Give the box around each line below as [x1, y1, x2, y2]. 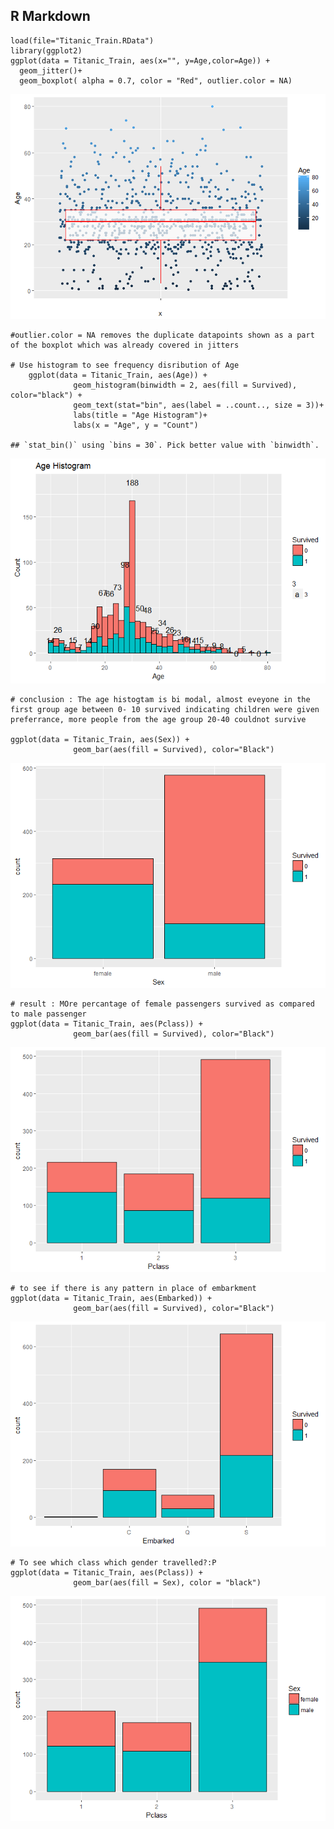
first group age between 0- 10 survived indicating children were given [10, 704, 320, 714]
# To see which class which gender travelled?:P [10, 1557, 217, 1568]
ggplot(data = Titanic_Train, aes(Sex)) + [10, 734, 190, 744]
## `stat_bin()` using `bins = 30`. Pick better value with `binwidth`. [10, 440, 320, 450]
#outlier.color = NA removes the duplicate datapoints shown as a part [10, 330, 315, 340]
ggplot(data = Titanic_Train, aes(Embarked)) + [10, 1293, 213, 1303]
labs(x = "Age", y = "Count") [73, 420, 199, 430]
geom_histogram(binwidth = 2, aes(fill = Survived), [73, 380, 298, 390]
